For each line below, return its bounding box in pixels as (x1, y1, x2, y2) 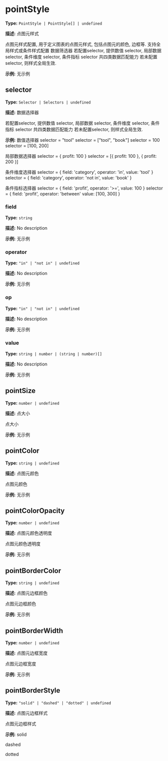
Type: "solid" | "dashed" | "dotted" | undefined (5, 700, 112, 706)
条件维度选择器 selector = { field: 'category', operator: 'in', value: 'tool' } (5, 169, 153, 175)
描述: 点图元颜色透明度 (5, 530, 52, 536)
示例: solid (5, 731, 27, 737)
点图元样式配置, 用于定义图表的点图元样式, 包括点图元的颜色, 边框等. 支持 (5, 41, 156, 47)
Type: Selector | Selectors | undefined (5, 99, 91, 105)
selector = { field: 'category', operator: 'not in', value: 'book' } (5, 174, 132, 180)
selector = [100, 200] (5, 142, 49, 149)
